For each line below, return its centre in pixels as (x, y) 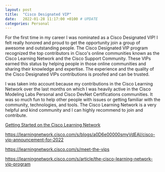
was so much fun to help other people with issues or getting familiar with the (83, 100)
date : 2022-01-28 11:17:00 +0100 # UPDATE (51, 19)
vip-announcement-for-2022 (34, 140)
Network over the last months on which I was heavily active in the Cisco (78, 89)
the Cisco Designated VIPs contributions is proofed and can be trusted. (77, 74)
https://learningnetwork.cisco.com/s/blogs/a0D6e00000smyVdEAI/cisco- (80, 134)
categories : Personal (27, 23)
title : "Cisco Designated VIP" (38, 14)
